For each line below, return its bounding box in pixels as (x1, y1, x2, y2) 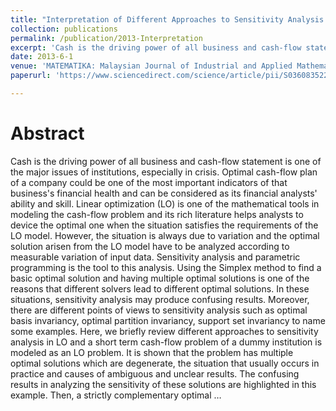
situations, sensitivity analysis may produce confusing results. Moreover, (10, 293, 310, 305)
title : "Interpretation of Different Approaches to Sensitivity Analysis (10, 14, 325, 25)
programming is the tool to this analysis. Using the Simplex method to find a (10, 261, 322, 273)
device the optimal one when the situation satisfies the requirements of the (10, 219, 319, 231)
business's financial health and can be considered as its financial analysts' (10, 187, 318, 199)
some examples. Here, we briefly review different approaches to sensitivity (10, 325, 319, 337)
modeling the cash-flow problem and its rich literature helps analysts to (10, 208, 304, 220)
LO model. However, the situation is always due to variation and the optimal (10, 229, 320, 241)
